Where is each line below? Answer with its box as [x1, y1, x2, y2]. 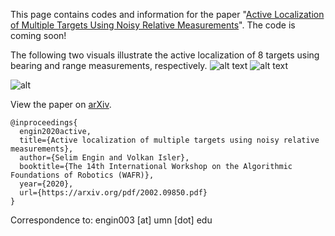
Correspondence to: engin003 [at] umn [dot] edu [10, 214, 213, 226]
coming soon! [10, 30, 67, 41]
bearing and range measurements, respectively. [10, 60, 208, 71]
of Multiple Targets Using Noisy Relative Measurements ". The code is [10, 19, 296, 31]
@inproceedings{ [10, 118, 78, 128]
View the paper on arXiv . [10, 99, 112, 110]
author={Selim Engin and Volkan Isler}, [19, 153, 190, 163]
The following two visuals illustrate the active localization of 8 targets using [10, 49, 320, 61]
